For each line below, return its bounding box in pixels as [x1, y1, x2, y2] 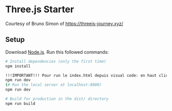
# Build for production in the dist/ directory [5, 96, 109, 101]
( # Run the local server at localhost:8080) [5, 82, 102, 87]
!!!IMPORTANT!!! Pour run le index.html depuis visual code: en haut [5, 73, 157, 78]
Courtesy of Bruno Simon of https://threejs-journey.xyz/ [5, 20, 124, 27]
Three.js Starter [5, 4, 74, 15]
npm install [5, 63, 31, 69]
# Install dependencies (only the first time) [5, 59, 106, 64]
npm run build [5, 101, 36, 106]
